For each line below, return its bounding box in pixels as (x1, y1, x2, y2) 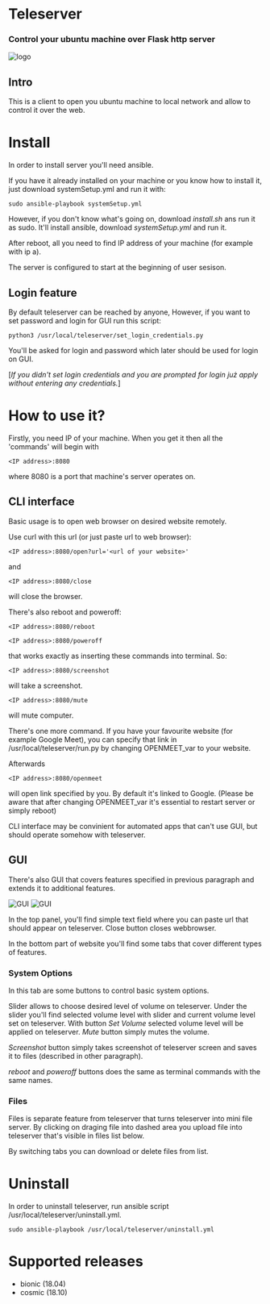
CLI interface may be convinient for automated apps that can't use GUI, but (8, 821, 258, 831)
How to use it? (8, 406, 106, 425)
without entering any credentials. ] (8, 378, 121, 388)
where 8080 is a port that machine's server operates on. (8, 471, 196, 481)
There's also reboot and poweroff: (8, 606, 123, 617)
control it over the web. (8, 106, 85, 115)
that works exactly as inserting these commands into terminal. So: (8, 651, 227, 660)
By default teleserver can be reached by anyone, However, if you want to (8, 307, 251, 317)
